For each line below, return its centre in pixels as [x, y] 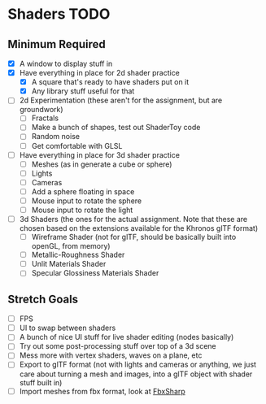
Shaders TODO [59, 14]
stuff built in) [41, 382]
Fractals [45, 118]
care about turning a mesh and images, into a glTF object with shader [136, 374]
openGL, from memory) [71, 246]
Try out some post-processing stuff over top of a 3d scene [118, 346]
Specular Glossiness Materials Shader [95, 273]
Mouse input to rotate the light [82, 210]
